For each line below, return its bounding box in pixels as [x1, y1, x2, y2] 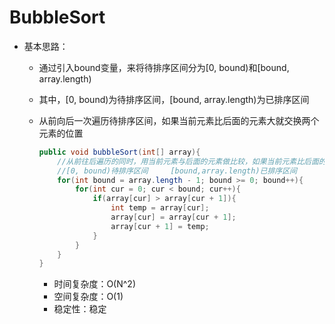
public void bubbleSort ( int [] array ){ [38, 147, 201, 157]
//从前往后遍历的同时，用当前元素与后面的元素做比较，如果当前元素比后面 [57, 156, 319, 166]
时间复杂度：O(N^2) [53, 278, 136, 290]
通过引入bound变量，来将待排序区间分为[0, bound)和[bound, [38, 61, 290, 73]
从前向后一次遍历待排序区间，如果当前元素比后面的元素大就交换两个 [38, 114, 320, 126]
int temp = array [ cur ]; [110, 203, 210, 213]
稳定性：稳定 [53, 303, 107, 315]
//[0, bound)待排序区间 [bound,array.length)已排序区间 [57, 166, 298, 176]
